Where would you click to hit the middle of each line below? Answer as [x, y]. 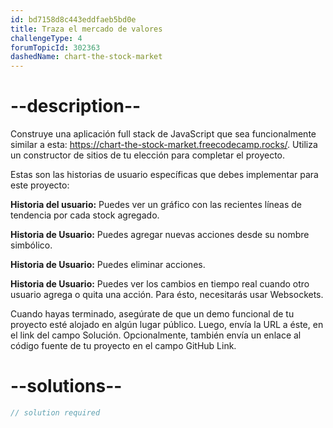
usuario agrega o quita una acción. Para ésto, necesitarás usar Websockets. [167, 295]
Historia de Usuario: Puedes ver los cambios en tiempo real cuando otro [160, 284]
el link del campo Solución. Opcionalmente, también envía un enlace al [156, 335]
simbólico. [31, 245]
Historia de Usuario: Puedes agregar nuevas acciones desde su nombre [160, 235]
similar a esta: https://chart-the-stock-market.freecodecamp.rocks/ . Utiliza [164, 145]
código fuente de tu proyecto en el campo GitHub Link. [123, 346]
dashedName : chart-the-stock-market [86, 57]
